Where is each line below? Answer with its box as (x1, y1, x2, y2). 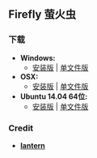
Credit (8, 122, 34, 134)
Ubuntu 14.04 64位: (19, 92, 88, 101)
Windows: (19, 53, 56, 62)
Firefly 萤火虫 (8, 7, 77, 22)
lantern (19, 140, 46, 150)
